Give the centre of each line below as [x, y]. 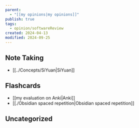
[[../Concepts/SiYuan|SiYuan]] [43, 70]
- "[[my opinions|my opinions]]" [44, 14]
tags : [11, 24]
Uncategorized [29, 119]
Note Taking [24, 58]
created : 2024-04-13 [27, 33]
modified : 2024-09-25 [28, 38]
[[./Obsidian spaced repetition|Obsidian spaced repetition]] [73, 103]
